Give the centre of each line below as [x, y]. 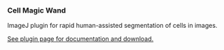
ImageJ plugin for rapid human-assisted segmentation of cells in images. [112, 26]
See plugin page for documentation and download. [80, 39]
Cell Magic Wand [37, 10]
